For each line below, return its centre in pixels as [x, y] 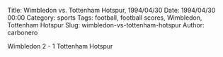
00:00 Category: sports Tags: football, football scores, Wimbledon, [105, 18]
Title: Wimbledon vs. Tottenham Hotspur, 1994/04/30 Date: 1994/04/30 [111, 10]
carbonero [23, 32]
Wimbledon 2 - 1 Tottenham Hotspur [60, 46]
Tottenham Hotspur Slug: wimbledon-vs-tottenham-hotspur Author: [106, 25]
